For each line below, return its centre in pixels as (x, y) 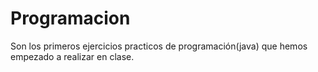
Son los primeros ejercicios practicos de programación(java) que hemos (159, 46)
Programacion (70, 18)
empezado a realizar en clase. (72, 56)
